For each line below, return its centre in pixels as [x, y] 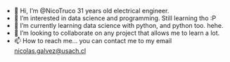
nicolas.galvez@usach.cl [50, 51]
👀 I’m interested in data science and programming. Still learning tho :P [115, 18]
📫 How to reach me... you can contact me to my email [93, 41]
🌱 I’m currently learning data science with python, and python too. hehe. [119, 25]
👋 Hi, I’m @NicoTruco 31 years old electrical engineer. [91, 11]
